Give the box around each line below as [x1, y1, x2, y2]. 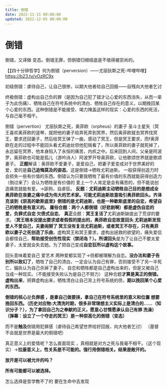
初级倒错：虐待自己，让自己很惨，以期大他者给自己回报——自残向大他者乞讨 [5, 83, 162, 90]
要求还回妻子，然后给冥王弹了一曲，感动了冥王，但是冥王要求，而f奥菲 [13, 136, 160, 142]
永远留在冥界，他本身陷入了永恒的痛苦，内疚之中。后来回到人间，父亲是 [5, 148, 153, 155]
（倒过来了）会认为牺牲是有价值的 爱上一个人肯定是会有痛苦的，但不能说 [5, 180, 155, 186]
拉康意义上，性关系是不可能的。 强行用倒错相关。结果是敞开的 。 [18, 347, 149, 353]
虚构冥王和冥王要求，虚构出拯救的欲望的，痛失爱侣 [57, 229, 162, 235]
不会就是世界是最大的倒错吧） [5, 330, 66, 336]
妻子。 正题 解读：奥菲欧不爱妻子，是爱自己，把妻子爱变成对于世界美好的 [5, 161, 155, 167]
